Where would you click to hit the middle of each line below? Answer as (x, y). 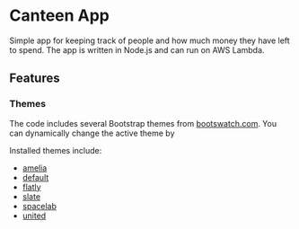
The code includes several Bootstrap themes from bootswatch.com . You (143, 123)
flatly (32, 187)
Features (35, 79)
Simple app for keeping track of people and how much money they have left (149, 40)
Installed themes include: (56, 150)
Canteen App (60, 16)
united (34, 216)
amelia (35, 168)
